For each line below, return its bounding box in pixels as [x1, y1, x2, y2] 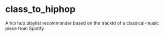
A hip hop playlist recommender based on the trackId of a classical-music [5, 20, 159, 26]
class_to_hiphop [5, 3, 76, 15]
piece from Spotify [5, 25, 45, 31]
